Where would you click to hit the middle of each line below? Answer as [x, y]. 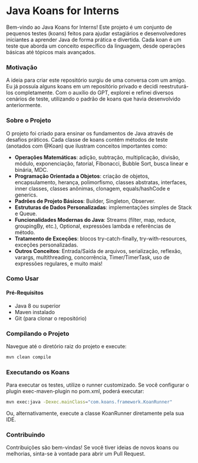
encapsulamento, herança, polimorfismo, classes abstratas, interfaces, [101, 182]
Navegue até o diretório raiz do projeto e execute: [66, 346]
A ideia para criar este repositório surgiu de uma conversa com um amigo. [96, 80]
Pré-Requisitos [25, 293]
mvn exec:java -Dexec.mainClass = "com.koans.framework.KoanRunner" [89, 402]
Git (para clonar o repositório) [51, 318]
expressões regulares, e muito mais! [59, 264]
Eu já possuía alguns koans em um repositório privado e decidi [82, 86]
